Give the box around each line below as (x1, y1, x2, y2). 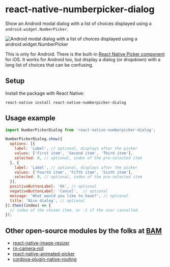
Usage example (5, 114, 56, 123)
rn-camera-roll (12, 246, 44, 252)
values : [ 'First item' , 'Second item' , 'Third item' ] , (14, 151, 133, 156)
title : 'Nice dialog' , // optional (10, 198, 86, 203)
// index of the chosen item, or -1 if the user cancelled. (10, 207, 140, 212)
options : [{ (10, 141, 36, 146)
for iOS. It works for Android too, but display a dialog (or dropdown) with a (5, 56, 161, 62)
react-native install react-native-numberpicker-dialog (5, 100, 126, 105)
